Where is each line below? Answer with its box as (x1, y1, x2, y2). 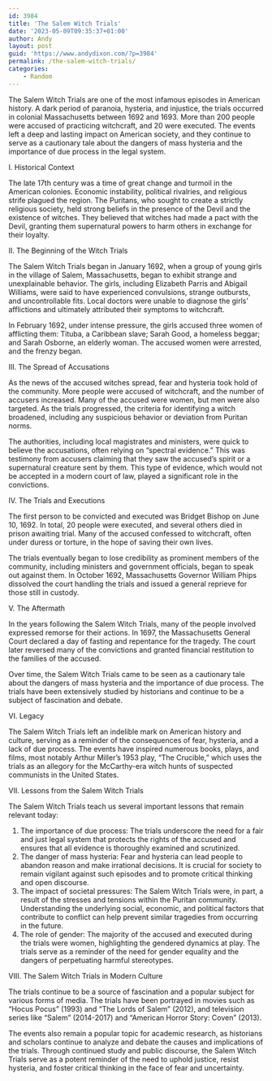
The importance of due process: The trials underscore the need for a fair (19, 826, 264, 836)
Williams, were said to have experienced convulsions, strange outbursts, (8, 287, 251, 297)
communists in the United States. (8, 770, 119, 779)
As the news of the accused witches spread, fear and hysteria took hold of (8, 377, 258, 387)
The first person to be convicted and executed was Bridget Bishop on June (8, 511, 260, 521)
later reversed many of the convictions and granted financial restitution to (8, 645, 254, 654)
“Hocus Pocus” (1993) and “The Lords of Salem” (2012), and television (8, 1004, 244, 1014)
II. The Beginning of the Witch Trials (8, 245, 128, 255)
